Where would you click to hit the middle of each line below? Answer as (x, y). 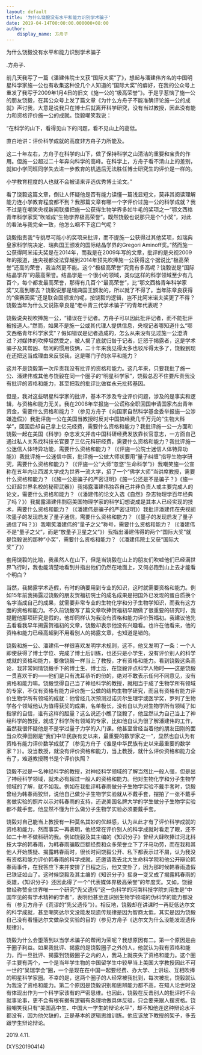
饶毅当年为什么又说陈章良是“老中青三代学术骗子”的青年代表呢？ (85, 305)
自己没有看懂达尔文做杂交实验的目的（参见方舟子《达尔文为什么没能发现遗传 (101, 920)
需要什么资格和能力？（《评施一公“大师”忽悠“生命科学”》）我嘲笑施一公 (103, 464)
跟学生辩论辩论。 (27, 1023)
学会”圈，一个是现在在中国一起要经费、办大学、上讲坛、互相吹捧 (115, 970)
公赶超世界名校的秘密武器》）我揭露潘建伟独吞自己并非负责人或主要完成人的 (100, 487)
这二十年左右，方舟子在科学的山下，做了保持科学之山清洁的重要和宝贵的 (96, 154)
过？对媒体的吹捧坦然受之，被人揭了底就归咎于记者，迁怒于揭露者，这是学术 (101, 340)
